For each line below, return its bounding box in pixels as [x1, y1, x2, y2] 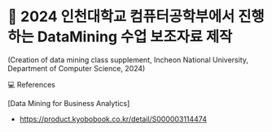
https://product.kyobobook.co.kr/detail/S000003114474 [19, 114, 207, 124]
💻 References [7, 79, 56, 89]
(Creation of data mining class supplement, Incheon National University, [7, 54, 249, 65]
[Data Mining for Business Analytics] [7, 98, 130, 108]
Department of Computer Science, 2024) [7, 63, 146, 73]
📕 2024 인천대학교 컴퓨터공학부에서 [7, 7, 235, 26]
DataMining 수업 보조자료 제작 [37, 28, 233, 46]
